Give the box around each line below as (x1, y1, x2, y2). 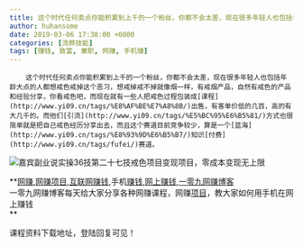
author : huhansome (9, 22, 78, 31)
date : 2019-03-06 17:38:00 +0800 (9, 30, 135, 39)
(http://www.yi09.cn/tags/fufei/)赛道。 (9, 141, 160, 150)
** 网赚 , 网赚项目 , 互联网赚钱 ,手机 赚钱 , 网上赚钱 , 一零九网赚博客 (9, 177, 234, 187)
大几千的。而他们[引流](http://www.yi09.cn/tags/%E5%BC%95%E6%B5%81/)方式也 (9, 112, 287, 121)
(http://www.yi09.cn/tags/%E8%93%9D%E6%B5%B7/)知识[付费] (9, 131, 227, 140)
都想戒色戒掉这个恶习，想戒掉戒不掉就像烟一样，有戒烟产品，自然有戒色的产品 (42, 83, 291, 92)
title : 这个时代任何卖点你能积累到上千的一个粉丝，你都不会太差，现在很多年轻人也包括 (9, 13, 293, 23)
